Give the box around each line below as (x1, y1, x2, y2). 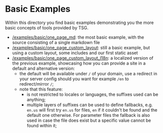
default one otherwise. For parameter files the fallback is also (26, 112, 150, 118)
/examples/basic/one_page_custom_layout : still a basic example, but (12, 44, 150, 50)
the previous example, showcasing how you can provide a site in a (12, 60, 146, 66)
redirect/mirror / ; (19, 81, 54, 87)
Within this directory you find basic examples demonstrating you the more (5, 20, 154, 25)
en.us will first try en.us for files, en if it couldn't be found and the (26, 107, 158, 113)
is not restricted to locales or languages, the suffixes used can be (26, 91, 159, 97)
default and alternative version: (12, 65, 75, 71)
